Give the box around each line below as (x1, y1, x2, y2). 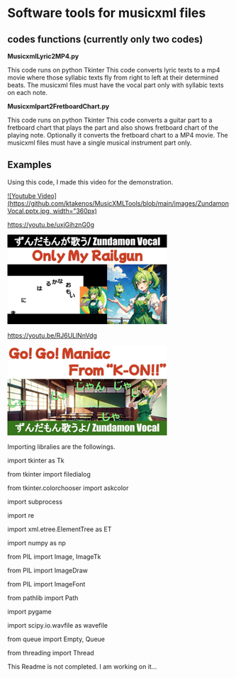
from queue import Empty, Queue (7, 635, 105, 643)
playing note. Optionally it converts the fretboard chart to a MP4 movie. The (7, 131, 228, 139)
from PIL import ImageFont (7, 579, 86, 588)
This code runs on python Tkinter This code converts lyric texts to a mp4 (7, 66, 220, 74)
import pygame (7, 607, 52, 616)
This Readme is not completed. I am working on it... (7, 662, 157, 671)
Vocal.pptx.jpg (7, 206, 50, 215)
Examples (7, 159, 52, 171)
